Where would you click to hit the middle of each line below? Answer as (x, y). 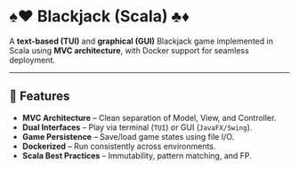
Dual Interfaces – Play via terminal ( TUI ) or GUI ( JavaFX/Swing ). (137, 127)
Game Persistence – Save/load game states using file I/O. (128, 136)
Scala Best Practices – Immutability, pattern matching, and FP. (137, 155)
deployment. (32, 60)
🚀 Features (40, 97)
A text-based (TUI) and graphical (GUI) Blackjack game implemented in (141, 41)
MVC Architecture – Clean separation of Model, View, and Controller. (149, 117)
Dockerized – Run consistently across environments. (119, 146)
